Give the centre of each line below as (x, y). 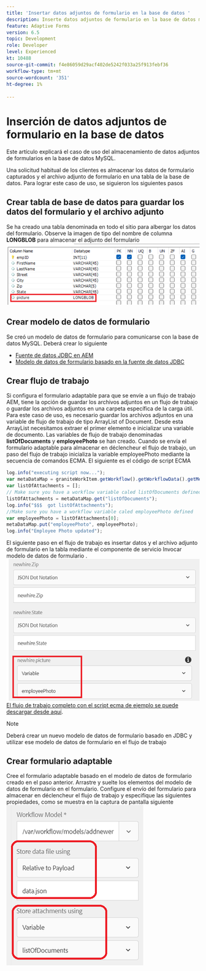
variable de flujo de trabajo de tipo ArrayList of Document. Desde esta (95, 422)
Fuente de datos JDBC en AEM (54, 355)
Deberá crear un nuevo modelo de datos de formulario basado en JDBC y (99, 735)
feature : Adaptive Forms (38, 26)
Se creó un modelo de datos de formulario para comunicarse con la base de (103, 337)
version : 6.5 (23, 33)
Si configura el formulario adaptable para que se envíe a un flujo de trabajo (101, 396)
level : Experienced (31, 52)
